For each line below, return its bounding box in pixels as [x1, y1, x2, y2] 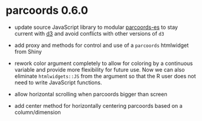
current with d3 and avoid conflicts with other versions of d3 [14, 29, 165, 37]
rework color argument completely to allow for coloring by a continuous [14, 60, 193, 67]
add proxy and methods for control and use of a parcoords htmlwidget [14, 42, 189, 49]
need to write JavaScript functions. [14, 79, 102, 86]
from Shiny [14, 48, 42, 55]
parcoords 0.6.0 [5, 4, 88, 17]
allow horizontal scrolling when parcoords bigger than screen [14, 90, 168, 98]
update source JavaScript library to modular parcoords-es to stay [14, 23, 178, 31]
